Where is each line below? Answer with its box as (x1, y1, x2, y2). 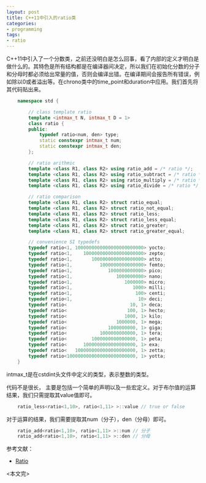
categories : (6, 20, 37, 26)
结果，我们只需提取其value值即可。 (6, 391, 96, 398)
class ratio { (28, 120, 64, 126)
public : (28, 126, 48, 132)
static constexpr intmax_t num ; (39, 137, 122, 144)
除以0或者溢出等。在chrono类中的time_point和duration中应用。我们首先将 (11, 78, 199, 85)
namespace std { (17, 98, 59, 104)
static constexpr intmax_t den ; (39, 143, 122, 150)
